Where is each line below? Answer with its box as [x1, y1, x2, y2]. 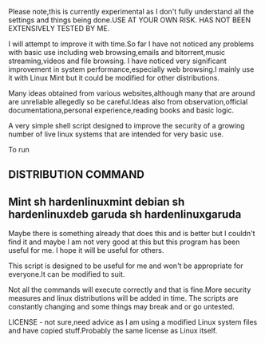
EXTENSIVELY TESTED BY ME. [8, 24, 110, 33]
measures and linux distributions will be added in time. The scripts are [8, 294, 239, 303]
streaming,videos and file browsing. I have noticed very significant [8, 56, 227, 65]
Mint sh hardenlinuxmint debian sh [8, 195, 185, 208]
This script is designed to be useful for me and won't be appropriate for [8, 261, 243, 270]
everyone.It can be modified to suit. [8, 270, 125, 279]
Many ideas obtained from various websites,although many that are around [8, 89, 255, 98]
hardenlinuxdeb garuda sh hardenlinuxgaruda [8, 207, 242, 221]
